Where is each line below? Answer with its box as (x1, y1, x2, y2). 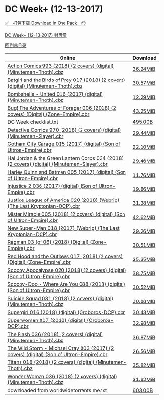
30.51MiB (132, 241, 156, 248)
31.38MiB (132, 200, 156, 206)
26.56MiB (132, 348, 156, 355)
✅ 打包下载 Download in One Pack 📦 (5, 20, 86, 26)
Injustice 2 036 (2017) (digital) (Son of (7, 182, 98, 189)
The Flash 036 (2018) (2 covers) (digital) (7, 331, 103, 338)
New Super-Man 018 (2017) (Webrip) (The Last (7, 224, 120, 231)
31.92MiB (132, 376, 156, 382)
